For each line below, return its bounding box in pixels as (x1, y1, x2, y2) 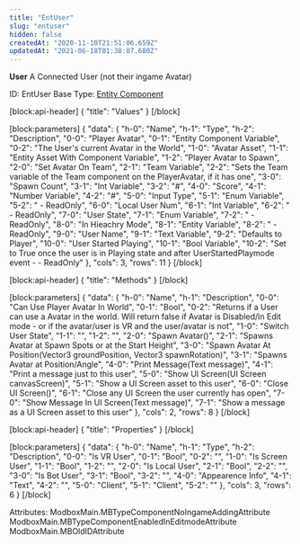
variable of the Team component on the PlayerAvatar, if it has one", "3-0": (9, 172, 282, 183)
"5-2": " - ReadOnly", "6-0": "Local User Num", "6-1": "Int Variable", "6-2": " (9, 200, 290, 211)
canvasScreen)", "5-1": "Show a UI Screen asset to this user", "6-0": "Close (9, 379, 289, 389)
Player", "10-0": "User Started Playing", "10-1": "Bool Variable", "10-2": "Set (9, 238, 287, 249)
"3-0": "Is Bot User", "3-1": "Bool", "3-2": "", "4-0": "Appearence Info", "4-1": (9, 470, 292, 481)
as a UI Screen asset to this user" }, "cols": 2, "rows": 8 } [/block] (9, 406, 251, 418)
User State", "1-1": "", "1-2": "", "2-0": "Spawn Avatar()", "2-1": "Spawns (9, 330, 274, 342)
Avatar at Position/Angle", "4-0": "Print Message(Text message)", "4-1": (9, 359, 274, 370)
